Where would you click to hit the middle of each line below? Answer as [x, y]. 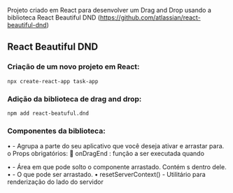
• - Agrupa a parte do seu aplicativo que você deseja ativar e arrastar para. [116, 146]
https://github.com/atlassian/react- [150, 17]
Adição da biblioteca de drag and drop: [75, 99]
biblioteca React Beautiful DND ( [54, 17]
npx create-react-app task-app [53, 81]
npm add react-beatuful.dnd [48, 113]
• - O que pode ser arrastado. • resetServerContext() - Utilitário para [107, 175]
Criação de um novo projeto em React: [73, 67]
